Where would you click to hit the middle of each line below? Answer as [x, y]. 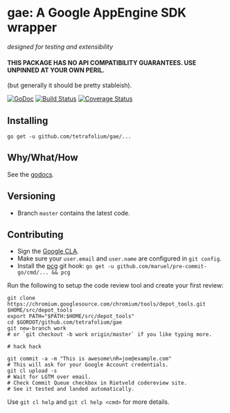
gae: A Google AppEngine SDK [97, 13]
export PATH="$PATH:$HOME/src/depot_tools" [71, 317]
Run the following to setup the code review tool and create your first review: [115, 285]
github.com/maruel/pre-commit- [162, 267]
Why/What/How [43, 158]
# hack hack [24, 347]
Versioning [31, 196]
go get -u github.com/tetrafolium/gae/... [69, 137]
